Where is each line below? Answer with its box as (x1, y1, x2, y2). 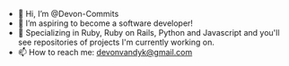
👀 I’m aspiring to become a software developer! (17, 18, 193, 29)
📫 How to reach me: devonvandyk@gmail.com (17, 47, 193, 57)
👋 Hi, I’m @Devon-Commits (17, 9, 119, 19)
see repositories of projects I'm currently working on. (17, 37, 215, 47)
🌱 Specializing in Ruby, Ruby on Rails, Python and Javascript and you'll (17, 28, 280, 37)
